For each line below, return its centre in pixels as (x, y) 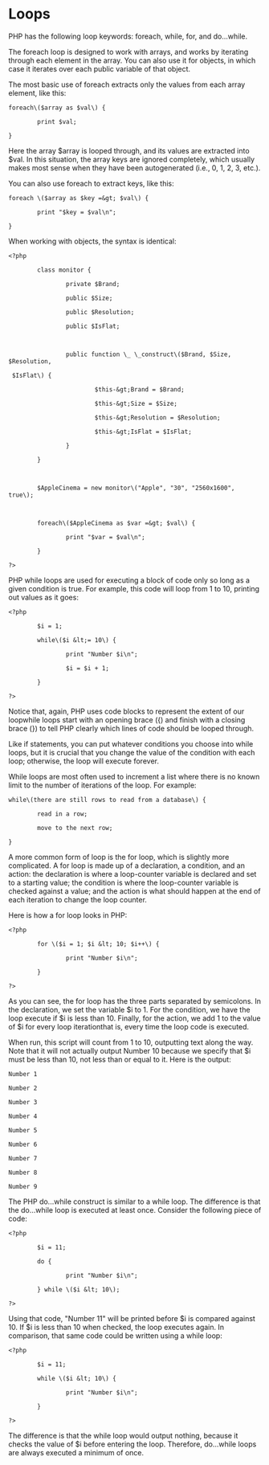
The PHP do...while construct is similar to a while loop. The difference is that (134, 1201)
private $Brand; (93, 284)
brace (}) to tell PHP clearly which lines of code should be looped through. (131, 728)
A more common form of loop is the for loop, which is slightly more (119, 857)
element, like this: (37, 92)
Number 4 (23, 1116)
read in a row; (63, 814)
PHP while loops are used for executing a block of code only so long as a (129, 580)
